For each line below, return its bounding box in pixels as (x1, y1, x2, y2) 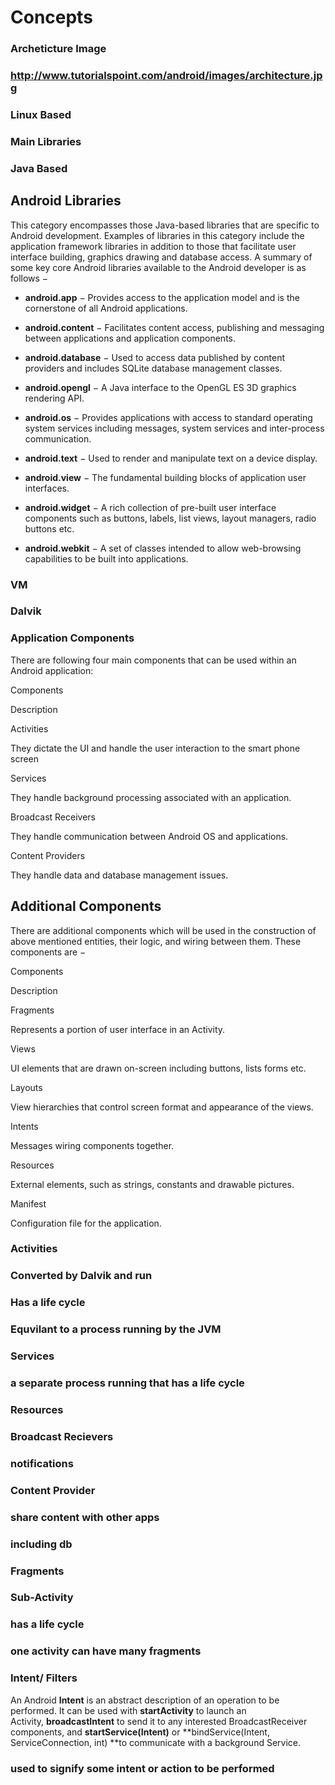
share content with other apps (10, 1510, 160, 1524)
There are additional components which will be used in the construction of (10, 924, 317, 936)
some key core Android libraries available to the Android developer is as (10, 261, 307, 273)
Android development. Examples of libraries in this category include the (10, 229, 305, 241)
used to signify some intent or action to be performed (10, 1761, 275, 1775)
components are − (10, 946, 87, 958)
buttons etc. (24, 522, 75, 535)
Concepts (10, 6, 93, 29)
